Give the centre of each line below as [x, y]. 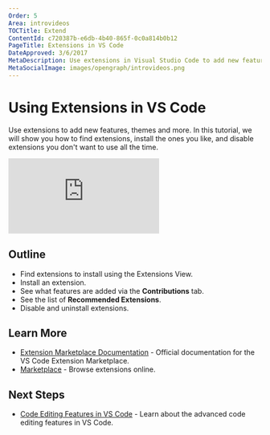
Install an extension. [53, 283]
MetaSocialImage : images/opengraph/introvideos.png [96, 68]
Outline [27, 255]
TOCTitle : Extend [37, 30]
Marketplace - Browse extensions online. [88, 369]
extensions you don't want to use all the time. [84, 147]
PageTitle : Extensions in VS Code [66, 46]
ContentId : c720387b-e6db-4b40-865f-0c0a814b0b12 [93, 38]
